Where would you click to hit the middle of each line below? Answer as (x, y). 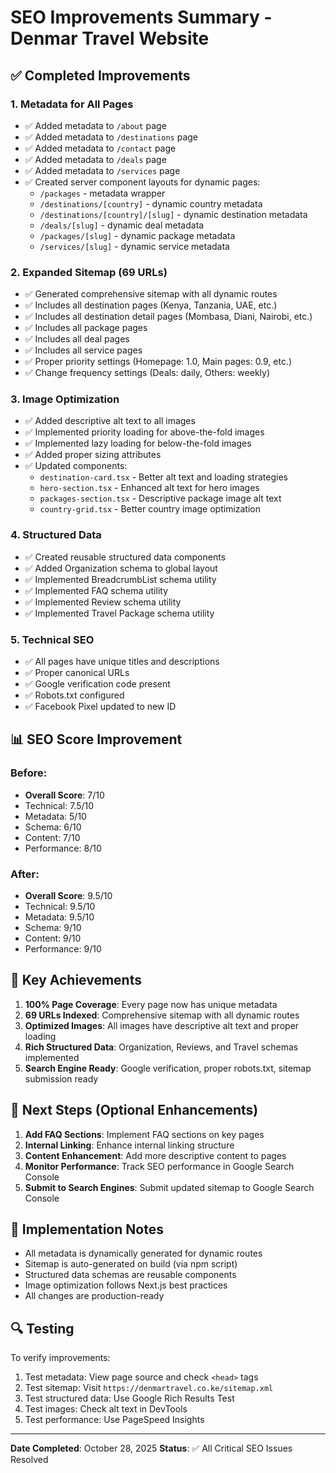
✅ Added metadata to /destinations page (111, 137)
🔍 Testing (42, 1328)
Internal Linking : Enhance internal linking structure (129, 1145)
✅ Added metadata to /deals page (95, 159)
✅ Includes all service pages (83, 350)
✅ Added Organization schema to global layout (121, 568)
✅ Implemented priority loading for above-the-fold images (144, 432)
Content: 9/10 (53, 938)
